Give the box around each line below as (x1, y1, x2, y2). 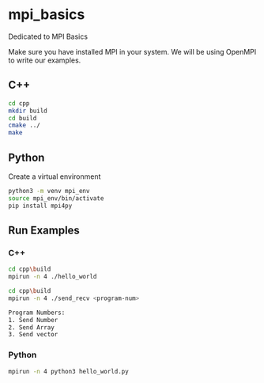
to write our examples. (8, 55, 81, 65)
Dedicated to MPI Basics (8, 32, 89, 41)
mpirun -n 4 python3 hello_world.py (8, 367, 129, 375)
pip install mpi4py (8, 202, 73, 210)
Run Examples (8, 223, 81, 237)
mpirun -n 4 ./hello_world (8, 273, 97, 281)
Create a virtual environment (8, 172, 101, 181)
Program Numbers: (8, 309, 66, 317)
